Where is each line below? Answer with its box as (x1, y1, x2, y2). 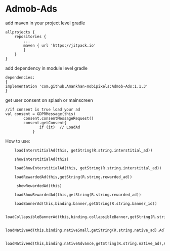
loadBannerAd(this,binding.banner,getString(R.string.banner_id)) (14, 201, 157, 206)
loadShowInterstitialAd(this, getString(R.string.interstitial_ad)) (14, 165, 162, 170)
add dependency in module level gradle (5, 65, 88, 71)
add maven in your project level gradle (5, 20, 86, 26)
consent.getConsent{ (23, 120, 67, 125)
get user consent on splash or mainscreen (5, 97, 94, 103)
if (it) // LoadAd (39, 125, 80, 130)
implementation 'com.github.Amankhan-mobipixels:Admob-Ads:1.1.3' (5, 84, 148, 89)
